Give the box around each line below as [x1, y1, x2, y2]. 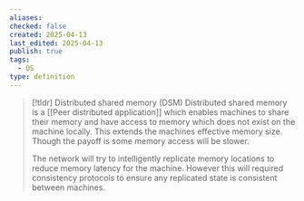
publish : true [9, 47, 64, 56]
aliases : [9, 13, 43, 23]
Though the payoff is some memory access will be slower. [31, 135, 250, 146]
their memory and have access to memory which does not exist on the [31, 116, 296, 127]
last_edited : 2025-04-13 [9, 38, 103, 48]
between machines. [31, 182, 106, 193]
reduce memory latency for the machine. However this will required [31, 162, 284, 173]
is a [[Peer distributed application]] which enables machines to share [31, 106, 289, 118]
